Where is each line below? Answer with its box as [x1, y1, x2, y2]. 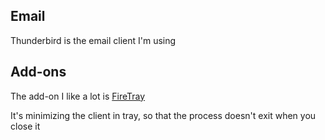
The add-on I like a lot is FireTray [10, 90, 146, 102]
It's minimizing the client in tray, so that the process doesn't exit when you [10, 109, 317, 121]
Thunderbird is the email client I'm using [10, 34, 177, 46]
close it [10, 120, 41, 132]
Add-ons [10, 64, 67, 81]
